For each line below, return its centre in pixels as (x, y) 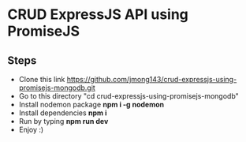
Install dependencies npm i (63, 113)
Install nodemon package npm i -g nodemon (91, 105)
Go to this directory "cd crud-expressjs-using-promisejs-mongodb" (129, 96)
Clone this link (42, 79)
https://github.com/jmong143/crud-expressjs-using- (152, 79)
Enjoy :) (31, 129)
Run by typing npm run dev (63, 121)
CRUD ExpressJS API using (98, 15)
